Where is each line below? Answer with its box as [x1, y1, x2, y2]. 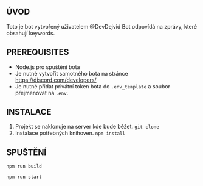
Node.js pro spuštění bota [15, 63, 80, 71]
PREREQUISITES [6, 47, 69, 57]
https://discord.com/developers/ [15, 76, 97, 84]
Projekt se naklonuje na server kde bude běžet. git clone [15, 123, 159, 131]
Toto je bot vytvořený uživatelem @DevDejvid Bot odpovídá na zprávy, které [6, 23, 198, 30]
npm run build [6, 163, 43, 170]
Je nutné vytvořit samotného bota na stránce [15, 70, 129, 77]
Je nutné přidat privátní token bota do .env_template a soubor [15, 82, 170, 90]
